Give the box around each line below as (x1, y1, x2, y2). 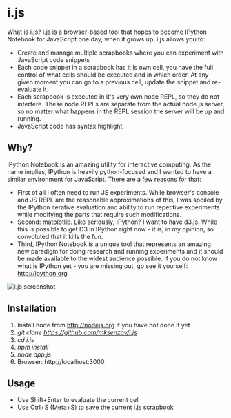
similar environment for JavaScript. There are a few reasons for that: (7, 175, 201, 183)
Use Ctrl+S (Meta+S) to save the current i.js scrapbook (17, 403, 174, 412)
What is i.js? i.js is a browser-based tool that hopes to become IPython (7, 28, 207, 36)
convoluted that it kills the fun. (17, 232, 103, 240)
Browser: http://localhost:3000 (17, 357, 105, 365)
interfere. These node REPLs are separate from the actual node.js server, (17, 99, 225, 108)
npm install (17, 343, 49, 351)
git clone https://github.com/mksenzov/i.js (17, 328, 138, 336)
